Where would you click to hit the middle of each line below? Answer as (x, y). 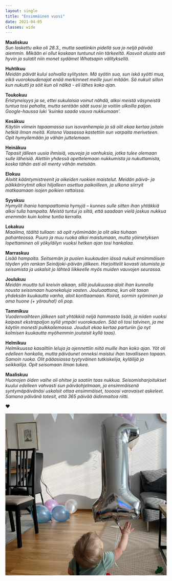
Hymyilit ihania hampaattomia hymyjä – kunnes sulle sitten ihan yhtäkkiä (82, 206)
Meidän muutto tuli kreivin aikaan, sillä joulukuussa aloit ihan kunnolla (79, 285)
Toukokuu (16, 95)
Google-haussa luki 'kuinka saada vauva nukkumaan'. (63, 111)
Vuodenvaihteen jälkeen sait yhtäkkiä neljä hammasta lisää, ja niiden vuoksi (86, 316)
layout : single (21, 11)
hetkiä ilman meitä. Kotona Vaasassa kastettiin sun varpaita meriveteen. (82, 132)
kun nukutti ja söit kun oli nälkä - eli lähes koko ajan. (61, 85)
